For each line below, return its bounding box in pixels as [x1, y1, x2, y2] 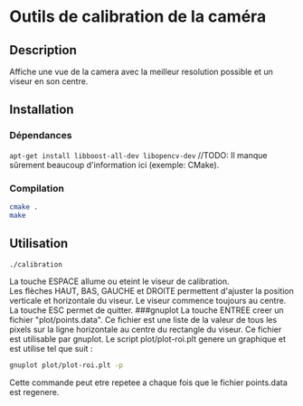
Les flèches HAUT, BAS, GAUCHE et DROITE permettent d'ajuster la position [9, 286, 294, 297]
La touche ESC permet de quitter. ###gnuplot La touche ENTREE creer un [9, 305, 285, 316]
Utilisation [9, 236, 69, 251]
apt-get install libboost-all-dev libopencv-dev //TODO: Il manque [9, 149, 268, 160]
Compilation [9, 182, 65, 194]
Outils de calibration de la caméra [9, 6, 267, 27]
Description [9, 42, 77, 58]
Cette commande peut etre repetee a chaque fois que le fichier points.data [9, 377, 288, 388]
